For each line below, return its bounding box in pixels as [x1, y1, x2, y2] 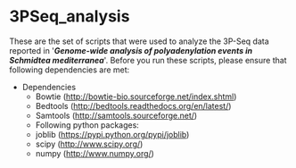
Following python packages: [35, 119, 140, 130]
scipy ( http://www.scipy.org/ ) [35, 139, 144, 149]
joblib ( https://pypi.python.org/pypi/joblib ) [35, 129, 190, 139]
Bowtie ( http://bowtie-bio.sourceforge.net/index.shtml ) [35, 91, 237, 102]
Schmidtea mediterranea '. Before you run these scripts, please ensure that [9, 55, 287, 65]
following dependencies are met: [9, 64, 130, 75]
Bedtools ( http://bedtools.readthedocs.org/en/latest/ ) [35, 100, 232, 111]
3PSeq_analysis [9, 6, 130, 27]
